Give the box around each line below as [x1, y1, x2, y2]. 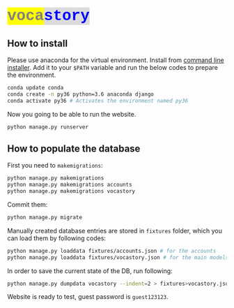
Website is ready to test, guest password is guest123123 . [7, 293, 169, 301]
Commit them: [7, 200, 48, 209]
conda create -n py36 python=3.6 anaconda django [7, 91, 155, 98]
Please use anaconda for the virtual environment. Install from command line [7, 56, 224, 64]
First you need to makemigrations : [7, 161, 103, 170]
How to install [7, 37, 68, 49]
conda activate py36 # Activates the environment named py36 [7, 97, 189, 104]
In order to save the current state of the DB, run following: [7, 266, 173, 275]
